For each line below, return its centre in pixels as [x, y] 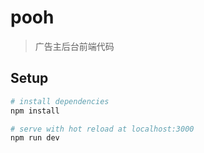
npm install [35, 111]
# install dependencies [60, 101]
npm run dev [35, 138]
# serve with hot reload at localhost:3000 [102, 129]
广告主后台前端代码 [74, 46]
